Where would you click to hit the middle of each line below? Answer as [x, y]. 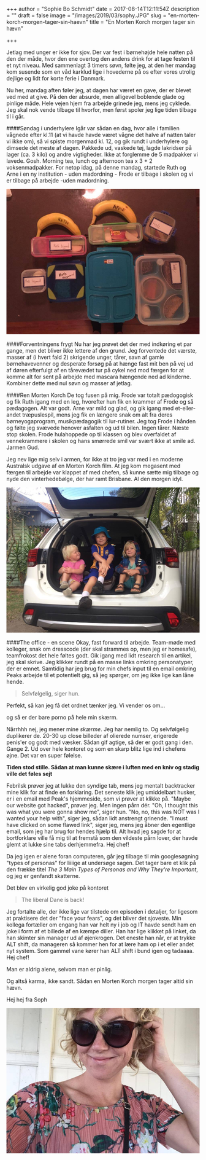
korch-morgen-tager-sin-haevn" [48, 22]
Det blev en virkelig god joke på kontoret [58, 888]
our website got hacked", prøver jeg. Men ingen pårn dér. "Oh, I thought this [102, 805]
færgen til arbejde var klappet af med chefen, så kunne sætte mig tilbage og [103, 472]
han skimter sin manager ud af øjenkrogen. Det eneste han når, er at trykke [101, 938]
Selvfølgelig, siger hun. [50, 693]
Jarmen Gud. [23, 447]
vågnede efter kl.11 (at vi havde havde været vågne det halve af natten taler [101, 135]
